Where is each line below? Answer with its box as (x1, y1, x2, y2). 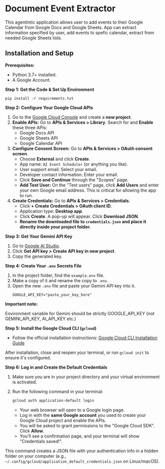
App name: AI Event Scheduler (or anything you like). (19, 161, 128, 167)
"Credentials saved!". (19, 438, 63, 444)
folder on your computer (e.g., (5, 453, 66, 459)
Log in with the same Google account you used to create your (19, 412, 146, 418)
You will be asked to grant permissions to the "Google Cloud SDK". (19, 422, 155, 428)
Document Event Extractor (5, 3, 116, 14)
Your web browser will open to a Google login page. (19, 407, 125, 413)
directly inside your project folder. (19, 224, 91, 230)
